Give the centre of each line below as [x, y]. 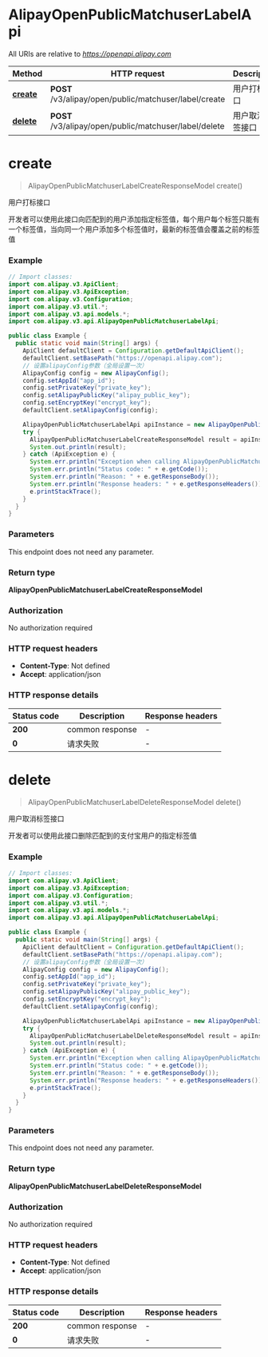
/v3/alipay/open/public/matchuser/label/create [138, 99]
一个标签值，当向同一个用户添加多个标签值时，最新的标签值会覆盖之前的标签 [134, 229]
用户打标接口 [29, 202]
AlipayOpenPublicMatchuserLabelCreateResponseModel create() [135, 185]
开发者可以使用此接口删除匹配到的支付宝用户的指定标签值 [102, 835]
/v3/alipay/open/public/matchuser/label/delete [138, 125]
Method [28, 74]
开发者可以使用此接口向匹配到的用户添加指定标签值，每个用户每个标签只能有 [134, 219]
